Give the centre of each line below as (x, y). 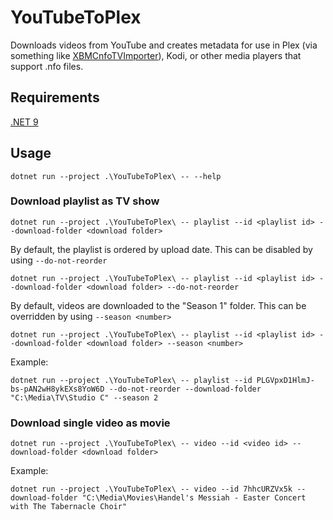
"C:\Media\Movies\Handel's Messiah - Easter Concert (194, 498)
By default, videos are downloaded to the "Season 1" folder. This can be (158, 305)
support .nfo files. (47, 66)
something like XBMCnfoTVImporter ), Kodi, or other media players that (156, 55)
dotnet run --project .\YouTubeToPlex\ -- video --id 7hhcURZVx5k (151, 489)
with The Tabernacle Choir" (69, 507)
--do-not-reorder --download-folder (185, 389)
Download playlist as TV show (85, 201)
